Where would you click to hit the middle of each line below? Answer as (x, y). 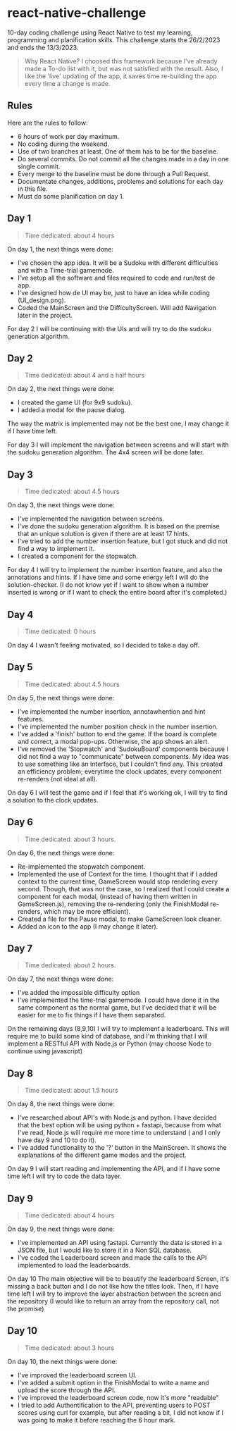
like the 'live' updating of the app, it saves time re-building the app (120, 76)
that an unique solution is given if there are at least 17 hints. (104, 534)
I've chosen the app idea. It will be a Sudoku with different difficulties (118, 263)
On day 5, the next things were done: (61, 698)
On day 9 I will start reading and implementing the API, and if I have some (114, 1169)
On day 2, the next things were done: (61, 389)
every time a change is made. (67, 83)
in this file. (32, 189)
